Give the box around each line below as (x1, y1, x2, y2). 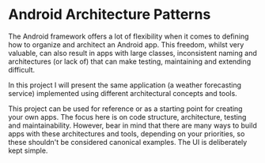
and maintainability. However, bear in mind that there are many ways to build (8, 120, 257, 130)
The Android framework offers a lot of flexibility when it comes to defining (8, 31, 249, 41)
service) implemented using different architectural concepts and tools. (8, 88, 237, 98)
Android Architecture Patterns (8, 6, 211, 24)
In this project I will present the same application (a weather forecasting (8, 80, 242, 90)
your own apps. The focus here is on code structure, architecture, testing (8, 112, 247, 121)
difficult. (8, 65, 36, 74)
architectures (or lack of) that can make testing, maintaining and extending (8, 57, 252, 66)
